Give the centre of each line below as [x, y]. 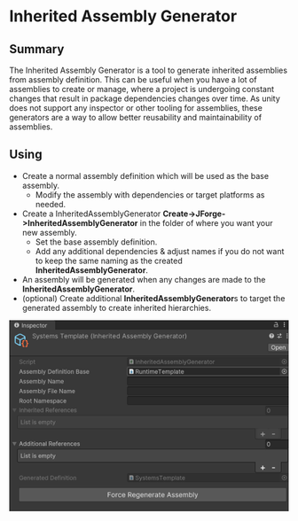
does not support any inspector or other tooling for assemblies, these [136, 108]
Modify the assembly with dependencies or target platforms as [150, 194]
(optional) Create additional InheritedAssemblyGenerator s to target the [153, 298]
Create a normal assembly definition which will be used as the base [145, 175]
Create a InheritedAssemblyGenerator [91, 214]
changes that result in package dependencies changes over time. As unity [145, 98]
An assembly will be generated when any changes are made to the [144, 279]
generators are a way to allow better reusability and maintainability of [136, 117]
